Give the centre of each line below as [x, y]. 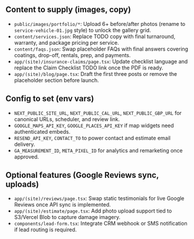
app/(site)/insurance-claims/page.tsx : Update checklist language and [101, 61]
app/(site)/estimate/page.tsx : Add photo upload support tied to [93, 211]
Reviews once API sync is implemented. [63, 205]
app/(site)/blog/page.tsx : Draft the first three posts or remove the [96, 74]
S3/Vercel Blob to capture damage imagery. [67, 217]
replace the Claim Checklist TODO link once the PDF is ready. [88, 68]
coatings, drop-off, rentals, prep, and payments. [72, 55]
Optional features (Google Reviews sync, [82, 175]
